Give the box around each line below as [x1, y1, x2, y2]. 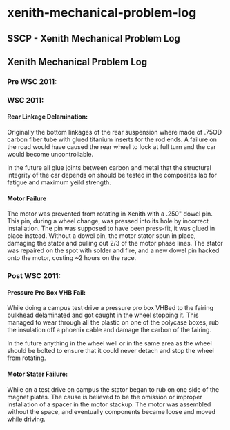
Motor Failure [7, 194, 47, 203]
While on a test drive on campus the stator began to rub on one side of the [7, 385, 220, 393]
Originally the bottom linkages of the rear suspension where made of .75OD [7, 128, 222, 137]
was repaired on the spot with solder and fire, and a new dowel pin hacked [7, 246, 220, 255]
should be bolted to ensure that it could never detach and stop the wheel [7, 347, 214, 355]
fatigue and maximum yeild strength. [7, 178, 112, 187]
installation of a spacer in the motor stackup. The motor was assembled [7, 400, 211, 409]
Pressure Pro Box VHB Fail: [7, 288, 86, 296]
